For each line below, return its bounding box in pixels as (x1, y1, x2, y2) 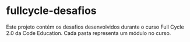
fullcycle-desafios (6, 4, 97, 17)
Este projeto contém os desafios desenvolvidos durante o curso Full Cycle (6, 23, 185, 30)
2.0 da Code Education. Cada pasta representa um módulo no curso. (6, 29, 171, 36)
